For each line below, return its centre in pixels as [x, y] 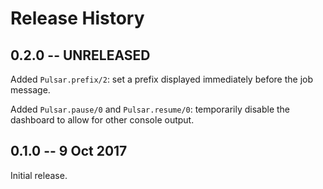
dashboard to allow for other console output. [102, 120]
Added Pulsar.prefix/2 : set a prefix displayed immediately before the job [162, 79]
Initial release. [39, 175]
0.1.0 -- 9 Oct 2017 [69, 151]
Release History [77, 18]
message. [30, 90]
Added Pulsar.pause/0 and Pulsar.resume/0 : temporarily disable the [150, 109]
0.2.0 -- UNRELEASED [80, 55]
